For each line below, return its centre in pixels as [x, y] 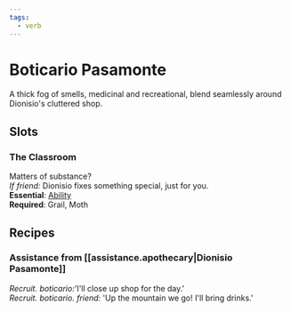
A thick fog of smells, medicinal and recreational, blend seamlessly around [145, 94]
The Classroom [43, 156]
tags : [19, 17]
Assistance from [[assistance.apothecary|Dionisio [121, 258]
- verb [29, 26]
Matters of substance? [50, 176]
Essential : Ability [40, 196]
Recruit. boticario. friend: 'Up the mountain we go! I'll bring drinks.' [131, 298]
